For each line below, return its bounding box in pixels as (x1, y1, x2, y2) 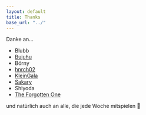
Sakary (14, 78, 32, 86)
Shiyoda (14, 85, 35, 92)
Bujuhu (14, 54, 32, 61)
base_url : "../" (6, 19, 46, 25)
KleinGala (14, 72, 38, 80)
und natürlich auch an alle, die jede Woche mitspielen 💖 (6, 103, 141, 110)
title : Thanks (6, 14, 41, 20)
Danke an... (6, 36, 34, 43)
